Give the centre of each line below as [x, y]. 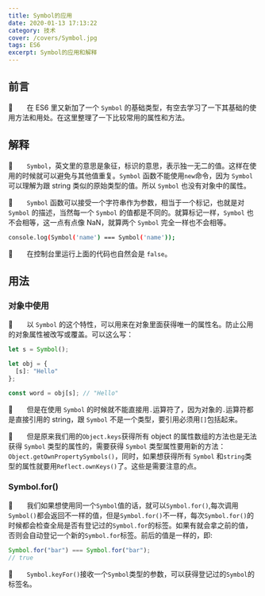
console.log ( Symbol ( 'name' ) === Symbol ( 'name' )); [92, 237]
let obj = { [28, 364]
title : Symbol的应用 [40, 16]
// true [21, 558]
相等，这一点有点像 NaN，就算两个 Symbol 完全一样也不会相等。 [126, 222]
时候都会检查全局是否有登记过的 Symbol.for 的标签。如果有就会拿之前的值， [130, 525]
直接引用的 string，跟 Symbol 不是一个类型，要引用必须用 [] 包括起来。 [128, 419]
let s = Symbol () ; [38, 350]
